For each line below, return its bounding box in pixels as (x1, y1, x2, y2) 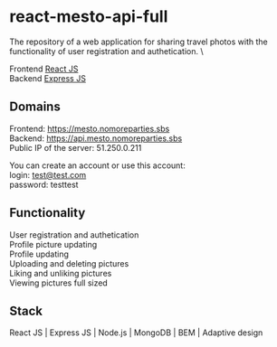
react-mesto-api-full (9, 6, 168, 27)
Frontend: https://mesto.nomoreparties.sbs (9, 123, 170, 134)
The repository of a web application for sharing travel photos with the (9, 36, 269, 47)
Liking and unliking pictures (9, 267, 112, 278)
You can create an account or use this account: (9, 160, 186, 171)
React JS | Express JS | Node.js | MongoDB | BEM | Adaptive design (9, 327, 263, 338)
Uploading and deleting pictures (9, 258, 129, 268)
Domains (9, 99, 61, 115)
